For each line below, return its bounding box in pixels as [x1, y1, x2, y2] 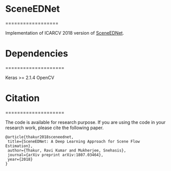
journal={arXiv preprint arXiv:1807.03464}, [7, 152, 103, 157]
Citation [5, 92, 40, 104]
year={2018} [7, 157, 33, 162]
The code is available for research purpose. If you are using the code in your [5, 119, 166, 125]
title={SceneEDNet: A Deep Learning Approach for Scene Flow [7, 139, 140, 144]
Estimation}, [5, 143, 33, 149]
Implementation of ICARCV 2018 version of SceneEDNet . [5, 30, 124, 36]
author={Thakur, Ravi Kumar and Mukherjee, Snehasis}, [7, 148, 126, 153]
